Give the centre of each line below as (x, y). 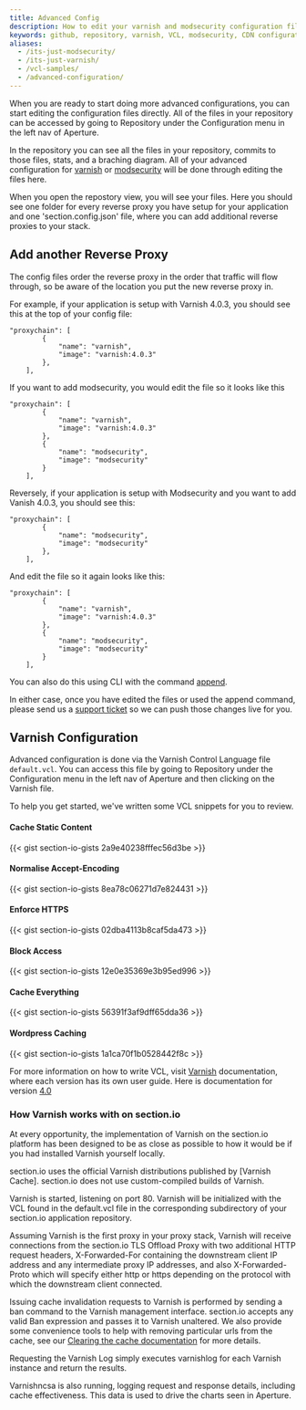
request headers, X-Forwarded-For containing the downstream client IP (143, 1255)
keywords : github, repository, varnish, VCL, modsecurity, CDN (132, 35)
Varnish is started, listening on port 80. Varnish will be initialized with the (146, 1198)
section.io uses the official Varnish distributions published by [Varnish (140, 1171)
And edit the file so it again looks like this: (87, 576)
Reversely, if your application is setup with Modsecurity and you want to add (153, 493)
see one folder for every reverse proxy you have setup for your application (149, 206)
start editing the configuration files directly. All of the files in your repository (151, 113)
